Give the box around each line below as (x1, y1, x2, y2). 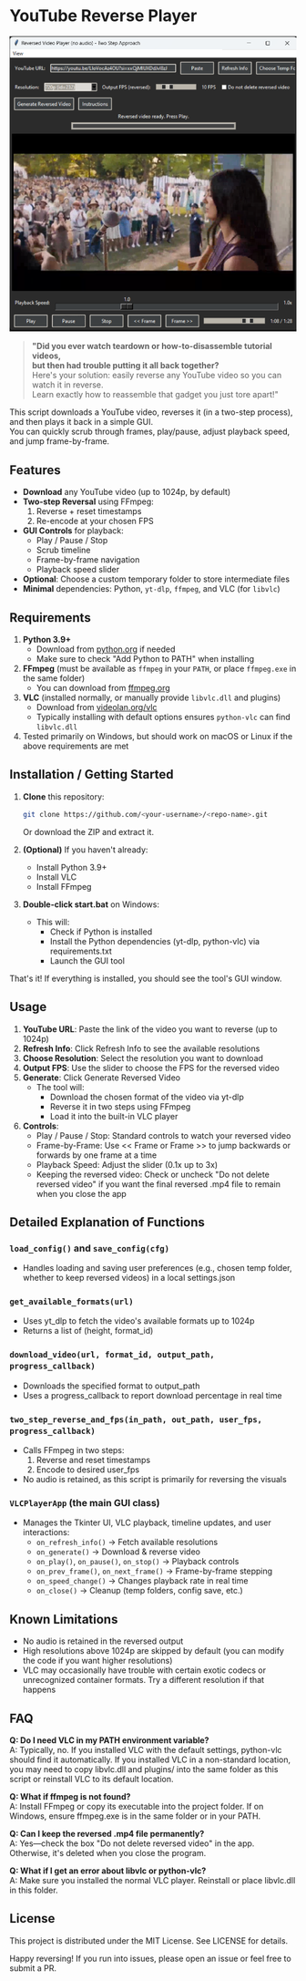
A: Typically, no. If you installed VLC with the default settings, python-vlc (9, 1745, 282, 1755)
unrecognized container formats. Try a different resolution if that (22, 1675, 265, 1686)
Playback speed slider (36, 564, 120, 575)
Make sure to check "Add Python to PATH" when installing (36, 654, 255, 664)
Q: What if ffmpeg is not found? (9, 1791, 131, 1801)
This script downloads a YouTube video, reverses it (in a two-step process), (9, 407, 293, 418)
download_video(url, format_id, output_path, (9, 1350, 216, 1360)
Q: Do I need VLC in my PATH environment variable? (9, 1735, 209, 1746)
